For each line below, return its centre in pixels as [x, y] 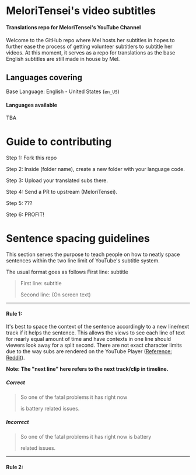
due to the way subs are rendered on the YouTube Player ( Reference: [89, 351]
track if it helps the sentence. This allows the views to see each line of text [96, 333]
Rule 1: [14, 313]
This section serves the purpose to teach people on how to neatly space [93, 254]
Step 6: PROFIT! [25, 214]
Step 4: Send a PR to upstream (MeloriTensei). [62, 192]
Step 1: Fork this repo [32, 158]
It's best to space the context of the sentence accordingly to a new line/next [98, 327]
